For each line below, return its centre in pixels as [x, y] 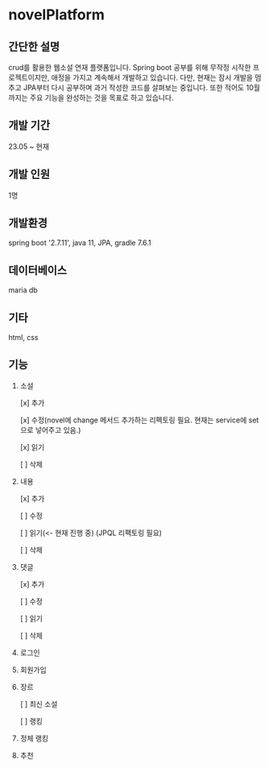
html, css [23, 338]
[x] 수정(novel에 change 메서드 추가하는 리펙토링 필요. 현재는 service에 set [139, 420]
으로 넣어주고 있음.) [50, 430]
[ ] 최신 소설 [39, 704]
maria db [23, 290]
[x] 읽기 [32, 447]
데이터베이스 [37, 270]
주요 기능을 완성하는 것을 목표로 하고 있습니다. [101, 98]
